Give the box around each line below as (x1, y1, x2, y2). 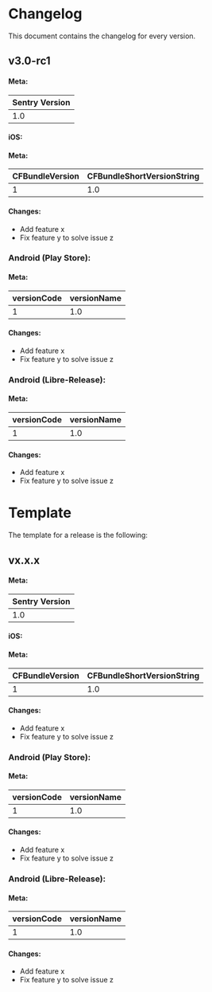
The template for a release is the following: (8, 531, 148, 540)
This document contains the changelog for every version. (8, 31, 196, 41)
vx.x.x (8, 553, 40, 567)
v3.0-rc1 (8, 54, 51, 68)
